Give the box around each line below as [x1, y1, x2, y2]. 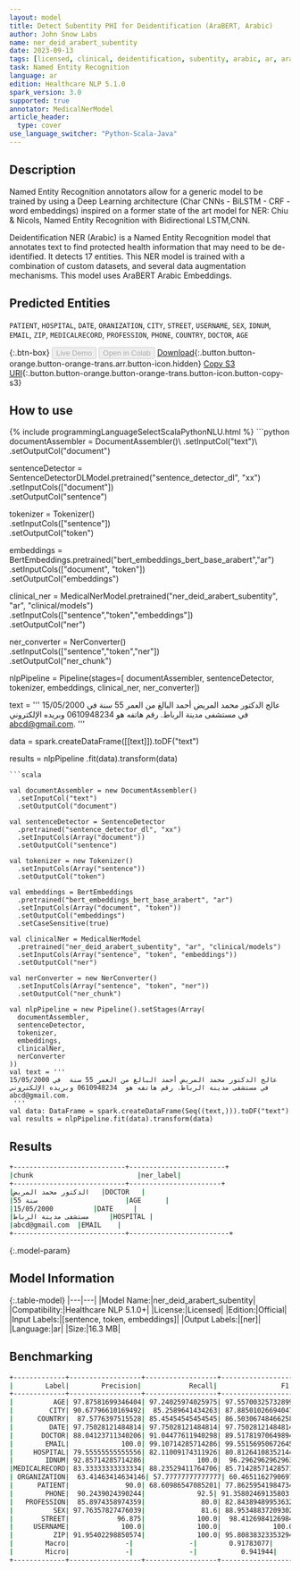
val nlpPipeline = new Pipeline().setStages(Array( [9, 1005, 205, 1014]
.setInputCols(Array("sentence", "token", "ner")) [17, 982, 210, 991]
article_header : [9, 113, 70, 122]
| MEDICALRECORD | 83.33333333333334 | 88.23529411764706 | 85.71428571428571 [9, 1465, 294, 1473]
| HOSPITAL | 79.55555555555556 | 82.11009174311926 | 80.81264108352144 [9, 1448, 294, 1457]
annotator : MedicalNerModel [9, 105, 114, 113]
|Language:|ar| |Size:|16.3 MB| [9, 1323, 121, 1334]
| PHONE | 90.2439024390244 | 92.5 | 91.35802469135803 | [9, 1489, 294, 1498]
